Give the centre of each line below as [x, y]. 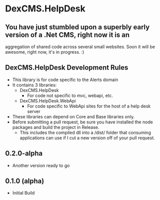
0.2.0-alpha [24, 153]
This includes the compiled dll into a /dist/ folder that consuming [85, 132]
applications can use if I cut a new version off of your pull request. [87, 138]
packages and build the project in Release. [56, 127]
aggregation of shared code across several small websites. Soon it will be [80, 47]
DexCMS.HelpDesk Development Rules [67, 68]
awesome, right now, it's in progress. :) [45, 52]
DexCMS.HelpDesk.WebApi [48, 100]
